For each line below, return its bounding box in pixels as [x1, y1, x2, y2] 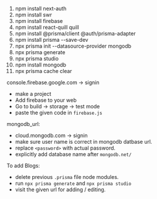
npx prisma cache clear [15, 68, 72, 74]
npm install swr [15, 11, 52, 18]
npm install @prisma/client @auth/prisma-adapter [15, 30, 136, 37]
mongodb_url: [6, 121, 40, 127]
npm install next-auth [15, 5, 67, 12]
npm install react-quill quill [15, 24, 80, 31]
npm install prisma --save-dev [15, 37, 88, 43]
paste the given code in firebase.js [15, 109, 103, 116]
